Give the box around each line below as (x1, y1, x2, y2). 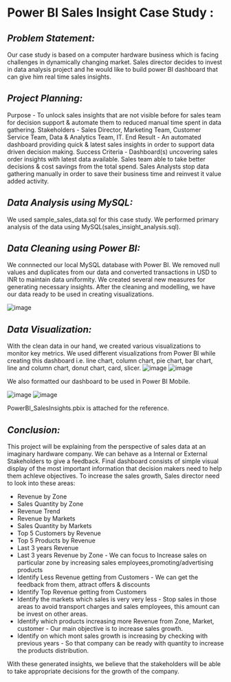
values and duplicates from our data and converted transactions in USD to (7, 268, 217, 277)
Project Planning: (7, 92, 83, 104)
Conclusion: (7, 424, 60, 436)
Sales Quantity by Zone (16, 500, 84, 508)
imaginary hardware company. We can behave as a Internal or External (7, 450, 208, 458)
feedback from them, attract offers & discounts (16, 581, 151, 589)
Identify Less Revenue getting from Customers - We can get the (16, 573, 199, 581)
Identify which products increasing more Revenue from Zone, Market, (16, 617, 214, 625)
